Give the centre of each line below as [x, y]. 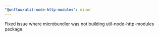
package [14, 29]
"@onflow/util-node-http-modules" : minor [48, 10]
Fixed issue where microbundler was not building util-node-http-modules [79, 24]
